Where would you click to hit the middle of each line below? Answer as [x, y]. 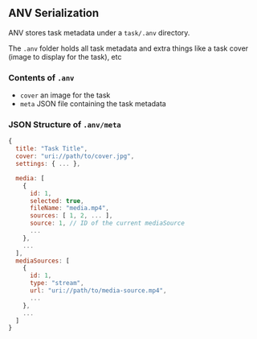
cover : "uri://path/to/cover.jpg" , [75, 156]
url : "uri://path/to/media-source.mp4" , [98, 291]
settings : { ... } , [48, 164]
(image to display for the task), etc [65, 56]
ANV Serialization [54, 13]
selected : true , [57, 201]
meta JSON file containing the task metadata [93, 104]
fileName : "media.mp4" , [69, 209]
